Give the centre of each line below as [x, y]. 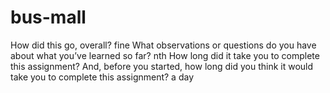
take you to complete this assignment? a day [102, 77]
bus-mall [48, 17]
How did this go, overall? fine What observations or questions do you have [163, 45]
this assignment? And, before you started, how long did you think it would [162, 66]
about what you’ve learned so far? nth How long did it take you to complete [165, 55]
